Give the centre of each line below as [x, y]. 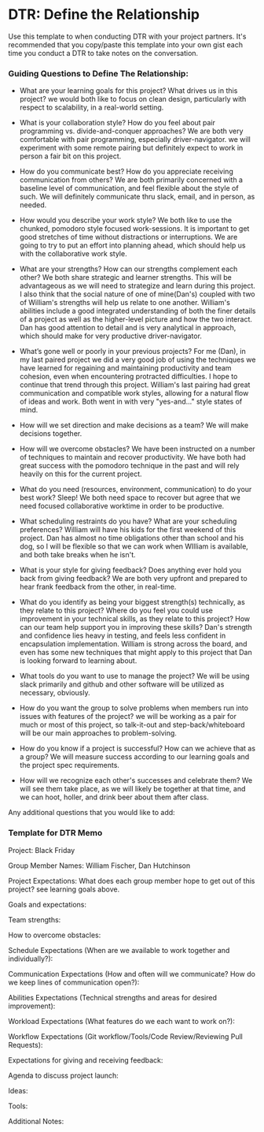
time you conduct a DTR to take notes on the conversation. [103, 53]
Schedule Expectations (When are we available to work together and [119, 950]
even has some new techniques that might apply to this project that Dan [136, 653]
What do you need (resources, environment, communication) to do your [136, 490]
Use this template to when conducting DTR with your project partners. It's [127, 36]
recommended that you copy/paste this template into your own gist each [126, 44]
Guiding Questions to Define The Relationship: [98, 73]
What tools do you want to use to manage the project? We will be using [134, 676]
